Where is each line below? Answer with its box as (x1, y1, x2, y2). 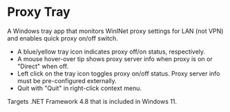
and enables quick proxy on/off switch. (7, 34, 119, 42)
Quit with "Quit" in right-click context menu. (17, 84, 142, 92)
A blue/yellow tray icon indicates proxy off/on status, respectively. (17, 47, 206, 56)
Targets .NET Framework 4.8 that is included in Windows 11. (7, 97, 178, 105)
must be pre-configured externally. (17, 76, 117, 85)
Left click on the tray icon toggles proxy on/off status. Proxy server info (17, 69, 220, 78)
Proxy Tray (7, 4, 70, 20)
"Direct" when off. (17, 62, 69, 70)
